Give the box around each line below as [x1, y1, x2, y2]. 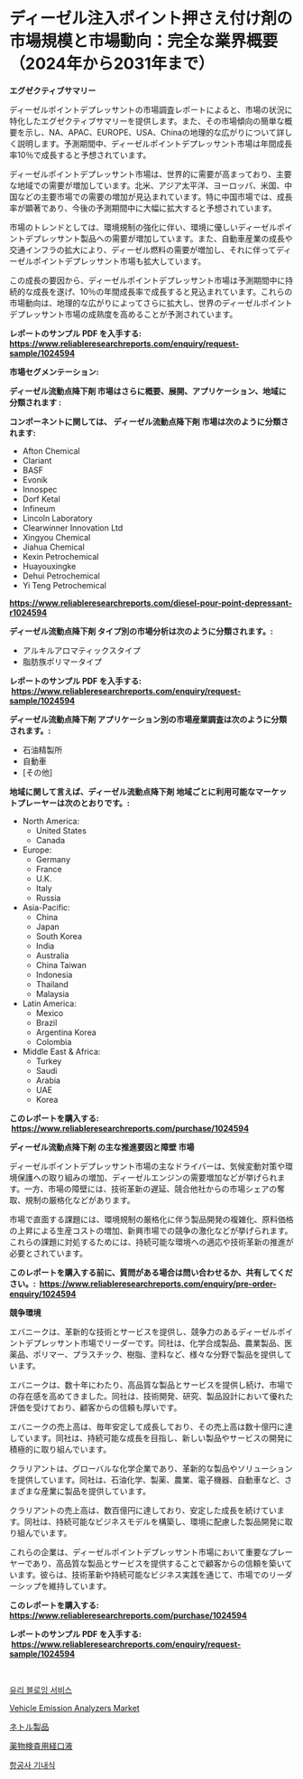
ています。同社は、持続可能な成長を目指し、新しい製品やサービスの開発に [16, 1432, 293, 1443]
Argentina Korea [35, 1027, 96, 1038]
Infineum [22, 503, 56, 513]
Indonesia [35, 969, 73, 980]
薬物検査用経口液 [9, 1740, 73, 1751]
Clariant [22, 455, 52, 466]
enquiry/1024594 [9, 1288, 77, 1299]
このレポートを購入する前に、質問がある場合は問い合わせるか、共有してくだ [9, 1266, 293, 1277]
